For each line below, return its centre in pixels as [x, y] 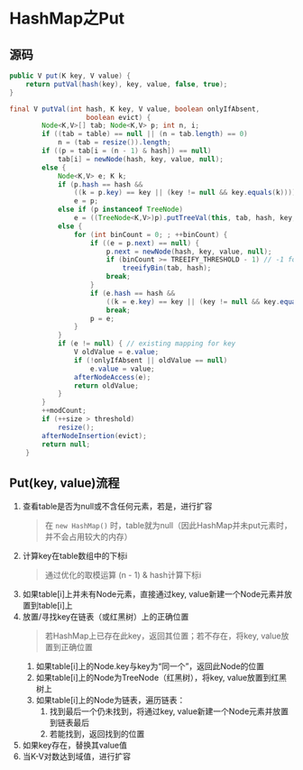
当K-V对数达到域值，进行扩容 [77, 756]
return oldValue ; [106, 385]
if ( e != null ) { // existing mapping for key [147, 344]
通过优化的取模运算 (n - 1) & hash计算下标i [123, 575]
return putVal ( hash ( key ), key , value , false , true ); [127, 84]
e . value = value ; [122, 369]
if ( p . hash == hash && [100, 184]
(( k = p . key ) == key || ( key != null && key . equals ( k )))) [185, 193]
